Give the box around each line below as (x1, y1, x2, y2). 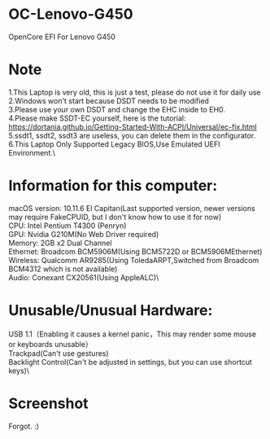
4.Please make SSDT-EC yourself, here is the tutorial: (8, 113, 186, 123)
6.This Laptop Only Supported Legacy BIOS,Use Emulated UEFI (8, 139, 220, 149)
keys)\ (8, 366, 30, 375)
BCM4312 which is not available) (8, 264, 118, 274)
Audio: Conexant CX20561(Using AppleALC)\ (8, 272, 159, 282)
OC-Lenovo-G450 (8, 5, 133, 24)
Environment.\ (8, 147, 55, 157)
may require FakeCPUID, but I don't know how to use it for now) (8, 212, 222, 222)
